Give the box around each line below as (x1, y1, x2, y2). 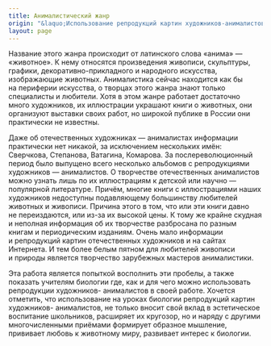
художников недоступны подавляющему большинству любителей (8, 193, 238, 202)
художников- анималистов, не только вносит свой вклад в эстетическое (8, 303, 261, 313)
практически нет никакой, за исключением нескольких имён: (8, 142, 223, 152)
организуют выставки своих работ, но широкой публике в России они (8, 109, 251, 119)
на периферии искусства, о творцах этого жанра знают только (8, 83, 226, 93)
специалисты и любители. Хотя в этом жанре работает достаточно (8, 92, 240, 102)
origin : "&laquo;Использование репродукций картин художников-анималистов (8, 19, 265, 27)
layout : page (8, 27, 52, 35)
